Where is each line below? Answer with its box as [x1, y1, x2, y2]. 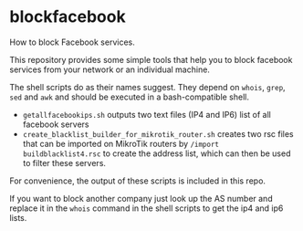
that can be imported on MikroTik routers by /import [22, 138, 219, 149]
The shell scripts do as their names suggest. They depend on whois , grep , [9, 81, 286, 92]
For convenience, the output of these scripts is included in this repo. [9, 175, 266, 186]
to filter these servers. [22, 157, 107, 168]
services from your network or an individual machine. [9, 64, 210, 75]
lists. [9, 212, 27, 223]
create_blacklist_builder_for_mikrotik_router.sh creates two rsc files [22, 128, 294, 139]
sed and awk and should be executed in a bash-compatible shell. [9, 91, 249, 102]
